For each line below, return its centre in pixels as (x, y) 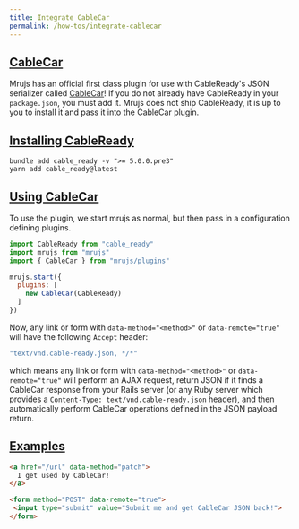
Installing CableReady (72, 140)
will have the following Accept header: (79, 336)
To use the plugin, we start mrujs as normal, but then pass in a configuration (150, 218)
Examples (37, 446)
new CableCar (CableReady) (74, 294)
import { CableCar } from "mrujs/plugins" (90, 261)
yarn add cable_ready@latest (64, 169)
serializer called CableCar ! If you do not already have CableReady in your (144, 93)
